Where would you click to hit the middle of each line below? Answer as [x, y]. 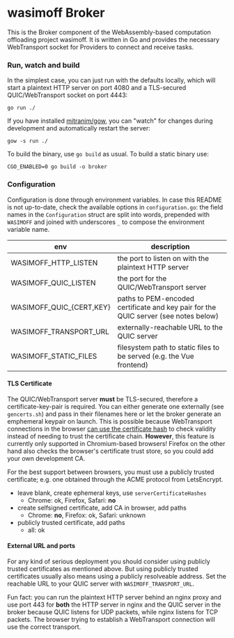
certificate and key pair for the [167, 307]
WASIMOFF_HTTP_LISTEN [54, 262]
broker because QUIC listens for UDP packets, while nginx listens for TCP [112, 611]
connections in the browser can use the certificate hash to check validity [111, 429]
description [170, 246]
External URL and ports [41, 546]
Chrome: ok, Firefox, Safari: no [72, 500]
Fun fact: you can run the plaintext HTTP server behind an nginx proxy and [114, 597]
